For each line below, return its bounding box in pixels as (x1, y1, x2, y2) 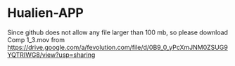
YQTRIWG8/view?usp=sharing (7, 51, 96, 59)
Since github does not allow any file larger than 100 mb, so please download (7, 28, 229, 37)
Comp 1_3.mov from (7, 35, 65, 44)
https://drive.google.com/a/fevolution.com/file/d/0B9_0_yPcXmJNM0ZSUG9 (7, 43, 229, 51)
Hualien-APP (7, 5, 84, 21)
